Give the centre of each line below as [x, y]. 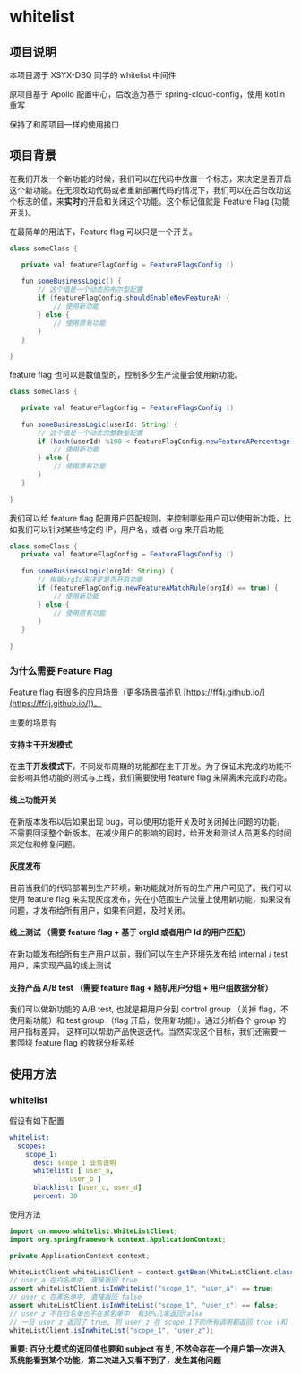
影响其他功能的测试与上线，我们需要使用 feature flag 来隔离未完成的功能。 [154, 777]
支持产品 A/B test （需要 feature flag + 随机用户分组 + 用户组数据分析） [141, 987]
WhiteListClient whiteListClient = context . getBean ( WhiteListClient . [142, 1272]
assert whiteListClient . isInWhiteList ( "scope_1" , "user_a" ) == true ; [142, 1289]
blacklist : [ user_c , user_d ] [87, 1188]
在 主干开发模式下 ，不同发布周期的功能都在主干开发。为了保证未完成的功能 [146, 766]
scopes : [32, 1146]
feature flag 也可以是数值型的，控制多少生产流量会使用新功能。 [126, 375]
